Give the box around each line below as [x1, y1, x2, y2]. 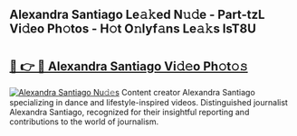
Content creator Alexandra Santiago [121, 87, 255, 97]
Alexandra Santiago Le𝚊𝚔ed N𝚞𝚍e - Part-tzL [9, 7, 265, 23]
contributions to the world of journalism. [9, 116, 159, 127]
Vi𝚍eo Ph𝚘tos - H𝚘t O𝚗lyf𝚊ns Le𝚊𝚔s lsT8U [9, 22, 256, 37]
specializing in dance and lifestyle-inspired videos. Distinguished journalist [9, 97, 288, 107]
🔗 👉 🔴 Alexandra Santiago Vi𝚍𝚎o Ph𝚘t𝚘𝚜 [9, 59, 248, 74]
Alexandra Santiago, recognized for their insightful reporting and [9, 107, 250, 117]
